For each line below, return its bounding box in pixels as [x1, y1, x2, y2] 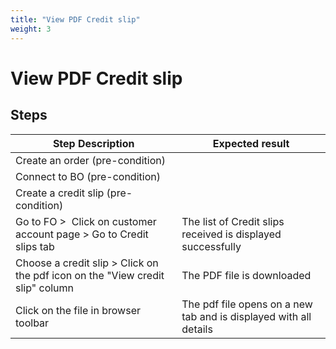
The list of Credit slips [181, 214, 285, 228]
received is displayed [181, 227, 282, 241]
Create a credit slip [15, 186, 105, 200]
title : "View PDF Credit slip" [10, 14, 141, 25]
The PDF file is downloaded [181, 268, 312, 282]
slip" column [15, 281, 75, 295]
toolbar [15, 316, 50, 330]
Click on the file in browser [15, 303, 141, 317]
